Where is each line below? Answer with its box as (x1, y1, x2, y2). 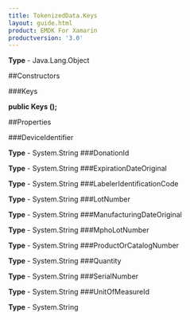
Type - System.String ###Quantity (8, 256, 122, 266)
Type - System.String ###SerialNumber (8, 271, 139, 281)
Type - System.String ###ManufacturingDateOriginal (8, 210, 183, 220)
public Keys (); (8, 102, 58, 111)
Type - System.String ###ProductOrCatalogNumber (8, 240, 180, 251)
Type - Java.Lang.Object (8, 56, 90, 65)
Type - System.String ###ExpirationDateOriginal (8, 164, 167, 174)
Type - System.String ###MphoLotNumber (8, 225, 149, 235)
